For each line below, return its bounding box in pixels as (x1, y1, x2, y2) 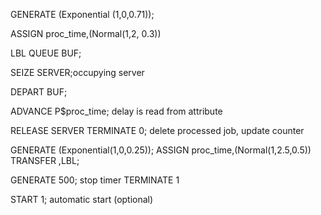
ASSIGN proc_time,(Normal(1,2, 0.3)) (10, 28, 162, 39)
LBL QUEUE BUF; (10, 47, 82, 59)
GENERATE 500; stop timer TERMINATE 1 (10, 174, 180, 186)
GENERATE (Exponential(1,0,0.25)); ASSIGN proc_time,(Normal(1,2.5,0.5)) (10, 144, 312, 156)
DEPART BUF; (10, 86, 68, 98)
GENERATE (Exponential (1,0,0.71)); (10, 9, 155, 20)
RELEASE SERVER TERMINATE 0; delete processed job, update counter (10, 125, 305, 136)
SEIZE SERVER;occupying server (10, 67, 145, 78)
